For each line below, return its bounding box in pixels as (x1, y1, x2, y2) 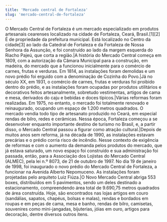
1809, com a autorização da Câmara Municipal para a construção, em (5, 57, 148, 63)
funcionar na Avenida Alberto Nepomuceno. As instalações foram (5, 169, 140, 175)
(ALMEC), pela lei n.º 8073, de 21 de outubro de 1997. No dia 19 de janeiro (5, 158, 157, 164)
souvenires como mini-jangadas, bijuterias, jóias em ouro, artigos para (5, 206, 150, 212)
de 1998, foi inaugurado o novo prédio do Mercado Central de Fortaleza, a (5, 163, 157, 170)
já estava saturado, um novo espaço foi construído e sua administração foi (5, 148, 159, 154)
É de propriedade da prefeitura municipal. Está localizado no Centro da (5, 36, 151, 42)
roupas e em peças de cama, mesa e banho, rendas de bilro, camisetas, (5, 201, 153, 207)
